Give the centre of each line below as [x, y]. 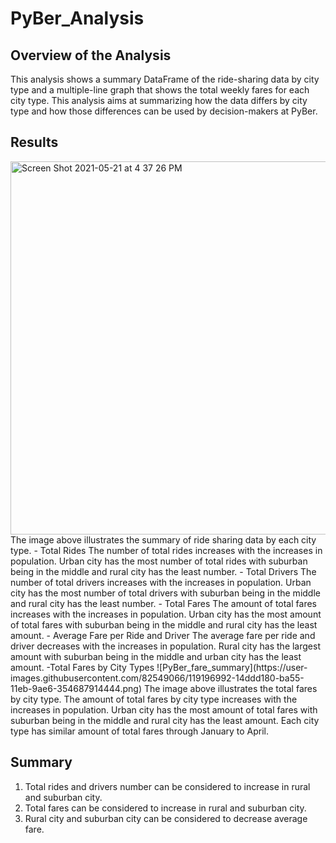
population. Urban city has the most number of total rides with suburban [159, 561]
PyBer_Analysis [77, 18]
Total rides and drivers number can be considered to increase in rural [167, 786]
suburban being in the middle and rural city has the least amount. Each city [165, 720]
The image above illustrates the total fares [230, 688]
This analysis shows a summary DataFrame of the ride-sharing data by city [165, 79]
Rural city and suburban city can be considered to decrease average [166, 818]
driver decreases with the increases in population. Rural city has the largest [165, 646]
